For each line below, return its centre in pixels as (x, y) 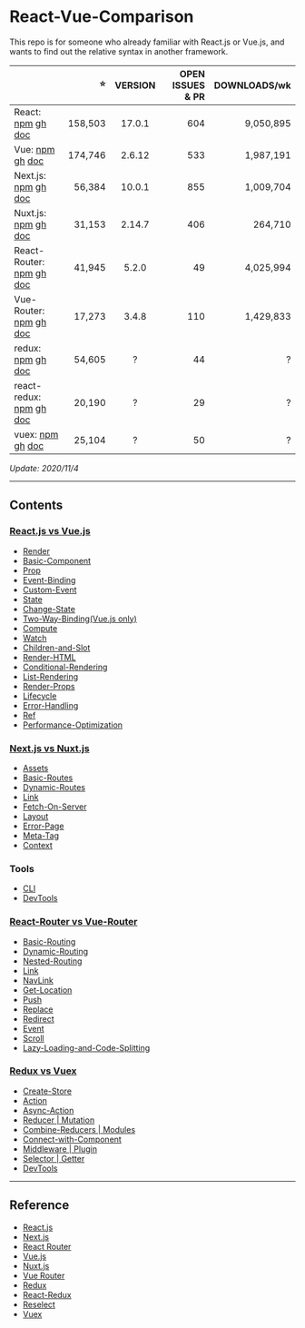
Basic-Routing (49, 941)
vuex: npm (36, 434)
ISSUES (189, 85)
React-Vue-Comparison (102, 17)
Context (37, 845)
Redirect (38, 1018)
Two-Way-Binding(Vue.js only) (80, 619)
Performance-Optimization (73, 725)
